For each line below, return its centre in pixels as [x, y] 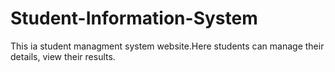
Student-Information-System [134, 18]
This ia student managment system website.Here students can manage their [167, 46]
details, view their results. [63, 56]
